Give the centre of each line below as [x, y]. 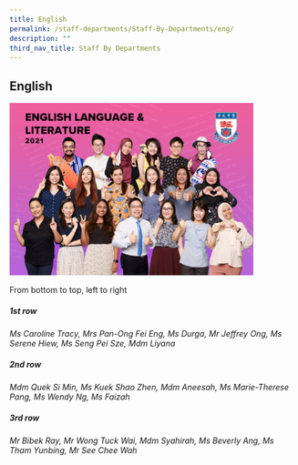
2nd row [26, 364]
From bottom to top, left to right [68, 290]
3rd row [25, 418]
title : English [38, 19]
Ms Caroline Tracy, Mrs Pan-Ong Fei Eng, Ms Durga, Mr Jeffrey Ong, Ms [146, 333]
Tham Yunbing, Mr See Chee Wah [73, 450]
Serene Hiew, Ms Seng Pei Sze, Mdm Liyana [92, 343]
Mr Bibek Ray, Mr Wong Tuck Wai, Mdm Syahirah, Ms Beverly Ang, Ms [142, 440]
